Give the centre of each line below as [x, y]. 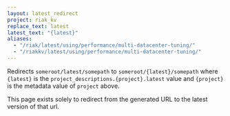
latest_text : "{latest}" [43, 33]
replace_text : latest [38, 26]
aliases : [20, 39]
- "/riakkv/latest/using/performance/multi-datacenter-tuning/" [107, 52]
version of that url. [33, 106]
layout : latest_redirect [43, 13]
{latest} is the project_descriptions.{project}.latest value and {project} [115, 78]
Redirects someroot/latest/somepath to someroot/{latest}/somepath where [113, 71]
